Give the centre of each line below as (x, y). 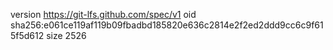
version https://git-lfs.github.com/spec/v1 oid (103, 14)
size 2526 (66, 35)
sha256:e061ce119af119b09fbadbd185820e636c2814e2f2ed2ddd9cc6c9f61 (167, 25)
